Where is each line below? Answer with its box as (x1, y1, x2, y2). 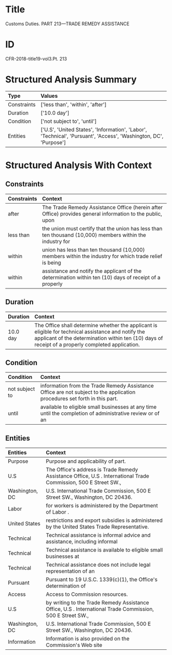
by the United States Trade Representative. (46, 523, 149, 531)
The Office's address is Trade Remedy (46, 466, 138, 474)
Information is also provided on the (46, 635, 130, 642)
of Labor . (46, 508, 69, 516)
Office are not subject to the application (40, 389, 136, 396)
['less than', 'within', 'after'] (40, 101, 107, 108)
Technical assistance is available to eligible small (46, 547, 163, 554)
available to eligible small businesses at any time (40, 404, 157, 411)
